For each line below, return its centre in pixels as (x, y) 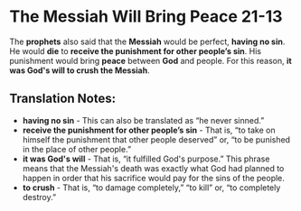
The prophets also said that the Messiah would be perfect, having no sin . (147, 41)
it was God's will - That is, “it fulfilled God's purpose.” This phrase (146, 159)
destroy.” (39, 197)
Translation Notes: (62, 99)
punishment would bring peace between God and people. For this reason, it (150, 60)
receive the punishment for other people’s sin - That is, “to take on (149, 130)
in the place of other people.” (77, 149)
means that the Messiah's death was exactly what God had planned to (153, 168)
